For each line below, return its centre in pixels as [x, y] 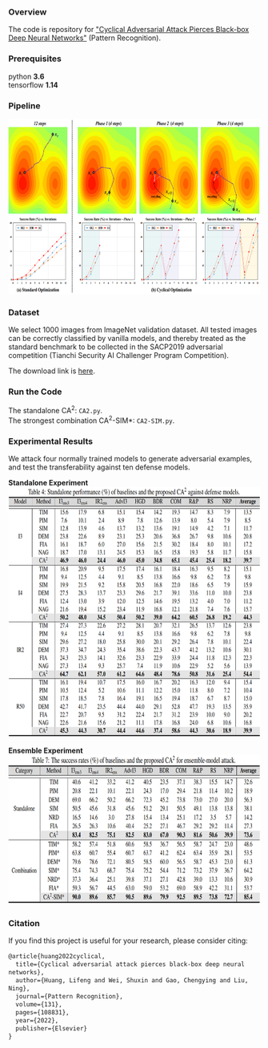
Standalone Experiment [48, 483]
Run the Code [35, 392]
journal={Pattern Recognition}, [70, 997]
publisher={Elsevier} [52, 1029]
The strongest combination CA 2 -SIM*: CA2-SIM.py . [92, 420]
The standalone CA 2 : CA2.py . [55, 410]
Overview [28, 12]
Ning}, [19, 989]
